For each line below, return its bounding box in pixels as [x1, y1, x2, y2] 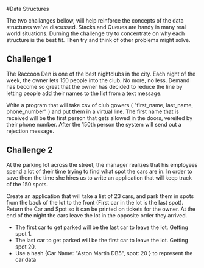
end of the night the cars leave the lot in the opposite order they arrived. [6, 211, 188, 219]
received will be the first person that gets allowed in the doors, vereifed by [6, 114, 193, 121]
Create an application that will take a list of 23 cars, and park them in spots [6, 192, 194, 200]
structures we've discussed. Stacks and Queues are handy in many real [6, 24, 186, 30]
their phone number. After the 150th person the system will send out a [6, 121, 181, 128]
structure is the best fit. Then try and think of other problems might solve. [6, 37, 191, 43]
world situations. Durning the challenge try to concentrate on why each [6, 30, 185, 37]
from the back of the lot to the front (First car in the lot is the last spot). [6, 199, 184, 206]
